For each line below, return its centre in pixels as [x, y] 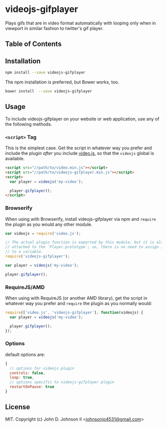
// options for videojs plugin [42, 368]
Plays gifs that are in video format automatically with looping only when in [81, 23]
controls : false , [28, 373]
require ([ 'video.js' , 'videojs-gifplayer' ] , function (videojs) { [74, 312]
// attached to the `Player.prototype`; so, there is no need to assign [82, 247]
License [18, 407]
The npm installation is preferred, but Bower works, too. [62, 82]
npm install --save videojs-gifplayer [45, 73]
